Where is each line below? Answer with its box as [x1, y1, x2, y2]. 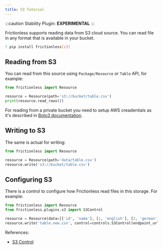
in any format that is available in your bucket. [5, 35, 95, 41]
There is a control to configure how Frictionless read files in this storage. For [5, 188, 158, 194]
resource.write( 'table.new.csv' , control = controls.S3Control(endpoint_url [5, 220, 160, 226]
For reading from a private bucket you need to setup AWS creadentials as [5, 107, 152, 113]
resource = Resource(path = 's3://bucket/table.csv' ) [5, 94, 112, 99]
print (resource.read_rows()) [5, 99, 64, 103]
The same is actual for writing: [5, 139, 66, 145]
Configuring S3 [5, 175, 52, 183]
